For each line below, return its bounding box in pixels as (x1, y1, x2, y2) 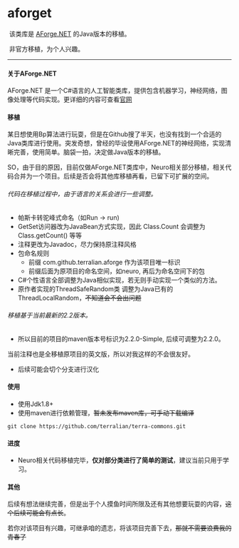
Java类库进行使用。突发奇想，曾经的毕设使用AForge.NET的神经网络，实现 (7, 139, 225, 148)
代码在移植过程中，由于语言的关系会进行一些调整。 (7, 189, 157, 198)
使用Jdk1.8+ (17, 400, 54, 408)
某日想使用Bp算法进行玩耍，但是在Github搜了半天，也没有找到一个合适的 (7, 130, 222, 138)
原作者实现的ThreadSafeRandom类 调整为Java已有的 (17, 284, 174, 293)
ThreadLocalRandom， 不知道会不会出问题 (17, 293, 142, 302)
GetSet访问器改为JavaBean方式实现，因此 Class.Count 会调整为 (17, 222, 206, 230)
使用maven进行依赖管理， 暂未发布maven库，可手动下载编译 (17, 408, 194, 417)
